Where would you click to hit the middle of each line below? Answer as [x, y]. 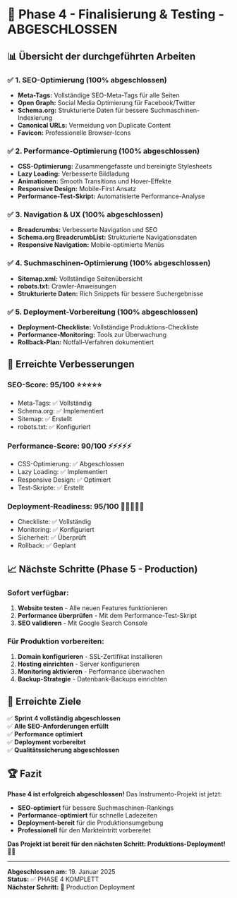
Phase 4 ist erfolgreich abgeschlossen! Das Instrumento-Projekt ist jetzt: [115, 794]
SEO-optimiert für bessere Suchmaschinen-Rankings [96, 808]
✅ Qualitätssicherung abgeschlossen [63, 750]
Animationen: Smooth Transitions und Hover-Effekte [94, 181]
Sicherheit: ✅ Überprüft [52, 538]
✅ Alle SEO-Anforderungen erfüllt [58, 727]
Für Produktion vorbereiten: [56, 641]
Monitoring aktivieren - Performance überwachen [91, 672]
